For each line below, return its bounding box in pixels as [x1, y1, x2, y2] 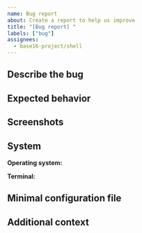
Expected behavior [7, 92, 91, 104]
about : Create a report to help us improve [7, 17, 136, 24]
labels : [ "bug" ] [7, 29, 54, 37]
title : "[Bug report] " [7, 23, 77, 30]
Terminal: [7, 172, 36, 181]
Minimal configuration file [7, 192, 122, 204]
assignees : [7, 36, 39, 43]
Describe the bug [7, 69, 84, 80]
